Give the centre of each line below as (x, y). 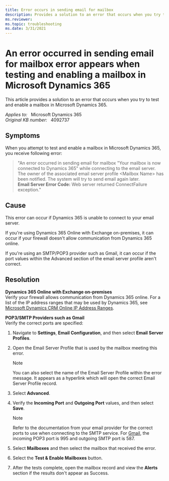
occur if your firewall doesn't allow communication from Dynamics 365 (79, 238)
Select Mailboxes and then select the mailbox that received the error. (84, 448)
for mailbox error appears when (72, 64)
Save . (19, 408)
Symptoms (23, 136)
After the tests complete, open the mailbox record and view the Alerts (85, 467)
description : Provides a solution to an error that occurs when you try (83, 15)
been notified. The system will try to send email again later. (78, 179)
